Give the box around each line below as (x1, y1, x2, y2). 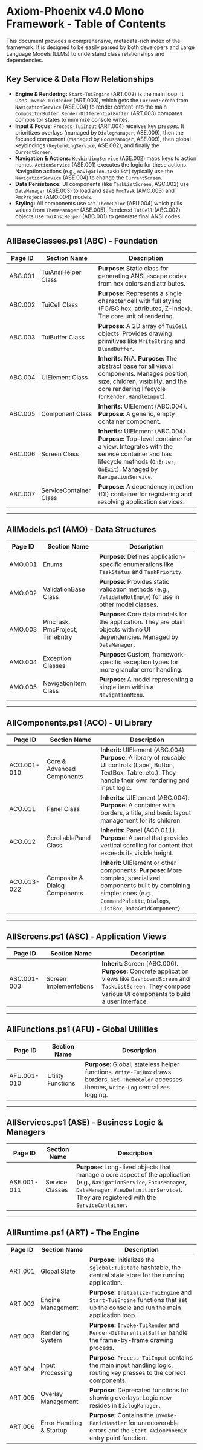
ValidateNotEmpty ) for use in (99, 593, 179, 601)
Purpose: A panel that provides (100, 834, 189, 842)
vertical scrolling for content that (100, 841, 193, 850)
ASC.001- (9, 975, 39, 983)
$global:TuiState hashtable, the (89, 1263, 181, 1272)
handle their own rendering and (100, 776, 190, 784)
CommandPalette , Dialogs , (100, 897, 171, 905)
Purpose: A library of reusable (100, 753, 186, 762)
